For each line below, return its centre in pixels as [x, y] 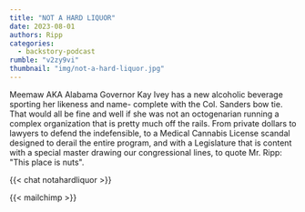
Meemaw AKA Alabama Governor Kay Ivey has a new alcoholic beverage [147, 94]
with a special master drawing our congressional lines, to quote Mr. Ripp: [146, 152]
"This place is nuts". [47, 162]
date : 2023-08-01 [42, 26]
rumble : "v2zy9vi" [44, 60]
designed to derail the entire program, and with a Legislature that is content [151, 143]
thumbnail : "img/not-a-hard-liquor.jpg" [87, 69]
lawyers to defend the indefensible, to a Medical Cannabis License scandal [150, 133]
